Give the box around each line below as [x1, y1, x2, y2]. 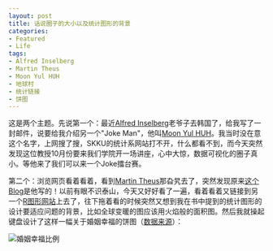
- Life [8, 42, 31, 50]
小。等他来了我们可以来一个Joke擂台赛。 [8, 159, 146, 169]
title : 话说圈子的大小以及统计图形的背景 [8, 19, 132, 28]
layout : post [8, 11, 53, 20]
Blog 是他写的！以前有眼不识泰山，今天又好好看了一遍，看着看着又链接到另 [8, 186, 258, 196]
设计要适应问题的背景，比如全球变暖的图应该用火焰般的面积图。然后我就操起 [8, 206, 265, 216]
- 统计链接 [8, 87, 41, 96]
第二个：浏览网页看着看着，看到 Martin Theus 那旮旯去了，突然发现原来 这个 [8, 176, 260, 186]
